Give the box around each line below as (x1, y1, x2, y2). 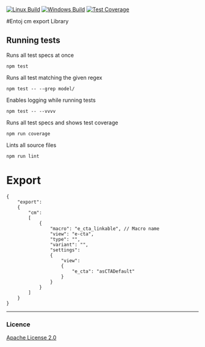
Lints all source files (6, 141, 57, 149)
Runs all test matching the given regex (6, 74, 103, 81)
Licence (6, 320, 31, 329)
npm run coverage (6, 131, 51, 137)
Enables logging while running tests (6, 96, 96, 104)
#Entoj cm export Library (6, 18, 69, 24)
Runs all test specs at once (6, 51, 74, 59)
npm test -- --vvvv (6, 108, 56, 114)
